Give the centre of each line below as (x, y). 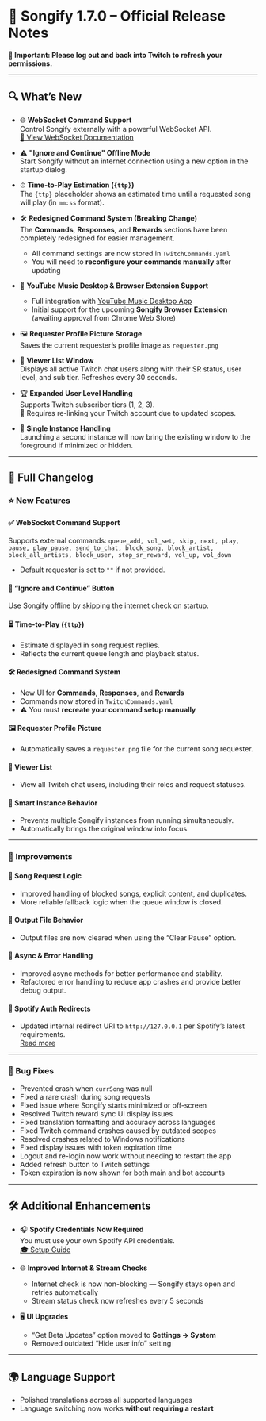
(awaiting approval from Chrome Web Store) (104, 317)
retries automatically (65, 1292)
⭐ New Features (40, 501)
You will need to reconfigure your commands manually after (131, 262)
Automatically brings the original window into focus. (104, 829)
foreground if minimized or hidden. (76, 445)
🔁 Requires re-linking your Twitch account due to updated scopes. (127, 413)
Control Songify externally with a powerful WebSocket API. (116, 129)
